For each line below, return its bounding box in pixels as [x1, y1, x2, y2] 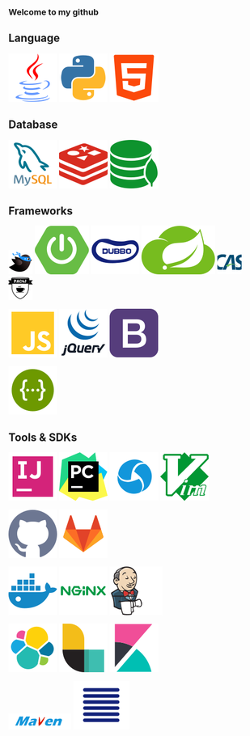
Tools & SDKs [8, 430, 78, 444]
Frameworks [8, 204, 74, 218]
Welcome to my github [8, 6, 100, 18]
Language [8, 32, 61, 45]
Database [8, 118, 58, 132]
